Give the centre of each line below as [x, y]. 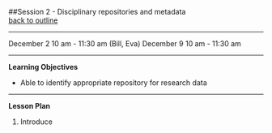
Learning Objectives [43, 67]
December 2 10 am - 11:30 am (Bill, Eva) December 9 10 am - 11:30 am [125, 43]
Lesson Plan [30, 106]
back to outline [33, 20]
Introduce [36, 122]
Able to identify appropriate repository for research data [114, 83]
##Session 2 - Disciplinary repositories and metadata [97, 12]
